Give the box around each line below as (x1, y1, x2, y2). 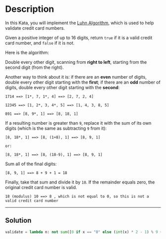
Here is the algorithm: (5, 49, 49, 55)
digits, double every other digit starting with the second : (5, 84, 120, 90)
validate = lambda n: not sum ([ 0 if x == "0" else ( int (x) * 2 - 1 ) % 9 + (5, 229, 163, 235)
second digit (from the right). (5, 64, 64, 70)
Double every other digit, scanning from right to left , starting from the (5, 59, 147, 65)
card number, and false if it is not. (5, 40, 75, 46)
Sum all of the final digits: (5, 161, 57, 167)
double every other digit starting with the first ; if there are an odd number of (5, 79, 161, 85)
